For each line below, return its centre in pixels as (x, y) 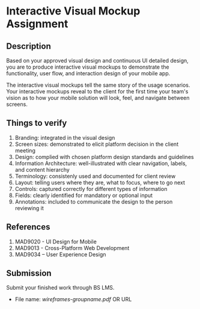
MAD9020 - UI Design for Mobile (56, 242)
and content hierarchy (42, 169)
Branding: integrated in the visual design (65, 137)
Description (29, 46)
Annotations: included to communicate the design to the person (94, 201)
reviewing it (29, 208)
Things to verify (37, 123)
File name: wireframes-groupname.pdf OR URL (73, 299)
